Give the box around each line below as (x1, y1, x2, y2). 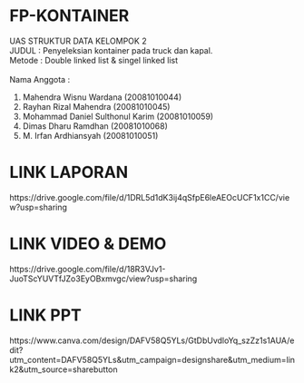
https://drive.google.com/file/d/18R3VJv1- (9, 263, 166, 274)
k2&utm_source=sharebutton (9, 364, 118, 375)
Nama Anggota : (9, 74, 71, 84)
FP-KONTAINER (9, 5, 130, 26)
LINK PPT (9, 305, 82, 325)
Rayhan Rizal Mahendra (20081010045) (22, 101, 171, 112)
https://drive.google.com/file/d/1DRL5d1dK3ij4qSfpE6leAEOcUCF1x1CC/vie (9, 191, 290, 202)
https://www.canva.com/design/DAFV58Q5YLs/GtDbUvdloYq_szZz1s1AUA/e (9, 335, 295, 346)
